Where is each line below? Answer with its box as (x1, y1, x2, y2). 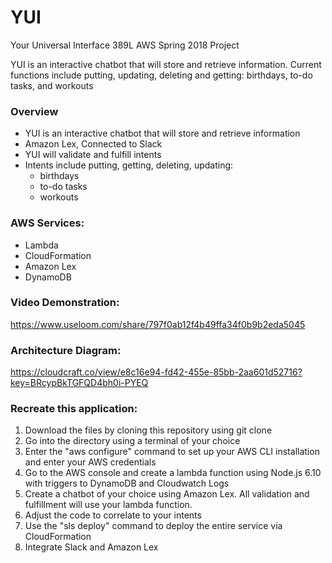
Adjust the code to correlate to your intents (24, 509, 202, 521)
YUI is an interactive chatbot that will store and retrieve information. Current (10, 58, 322, 70)
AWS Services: (10, 216, 85, 230)
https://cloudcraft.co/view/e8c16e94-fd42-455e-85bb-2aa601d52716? (10, 366, 303, 378)
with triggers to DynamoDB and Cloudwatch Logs (24, 477, 230, 490)
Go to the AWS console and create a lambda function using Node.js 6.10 (24, 467, 322, 479)
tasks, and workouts (10, 79, 94, 91)
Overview (10, 104, 59, 118)
